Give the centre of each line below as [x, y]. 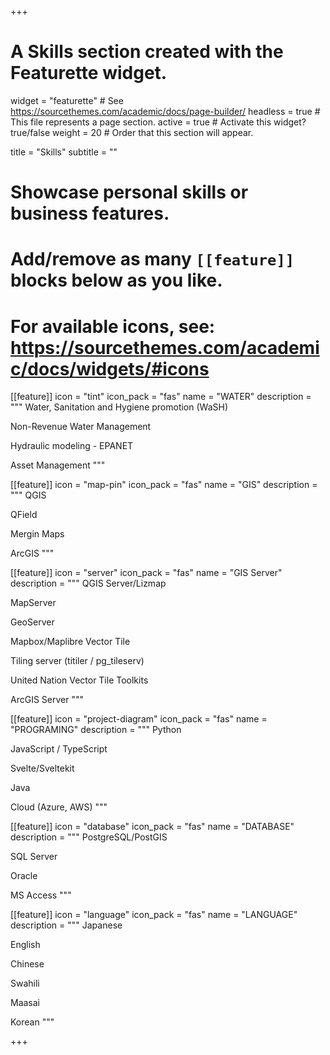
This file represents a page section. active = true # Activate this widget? [158, 122]
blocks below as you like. [116, 280]
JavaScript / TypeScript [59, 749]
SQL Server [34, 857]
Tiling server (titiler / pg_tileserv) [77, 661]
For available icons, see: [113, 326]
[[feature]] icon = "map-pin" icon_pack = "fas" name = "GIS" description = [164, 485]
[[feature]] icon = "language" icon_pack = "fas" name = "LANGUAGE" [154, 915]
